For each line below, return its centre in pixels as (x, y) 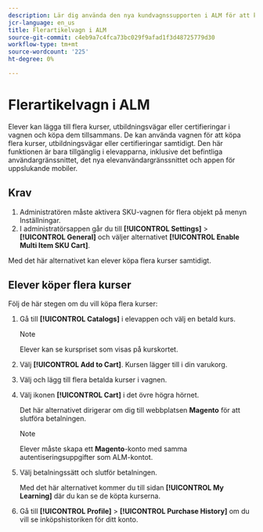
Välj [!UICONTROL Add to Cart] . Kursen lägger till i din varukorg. (123, 365)
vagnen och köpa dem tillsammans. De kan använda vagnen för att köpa (124, 135)
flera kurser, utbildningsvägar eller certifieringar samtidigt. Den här (115, 143)
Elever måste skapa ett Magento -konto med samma (103, 449)
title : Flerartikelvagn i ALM (58, 30)
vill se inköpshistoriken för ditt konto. (79, 519)
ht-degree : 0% (31, 60)
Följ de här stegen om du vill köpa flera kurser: (83, 304)
